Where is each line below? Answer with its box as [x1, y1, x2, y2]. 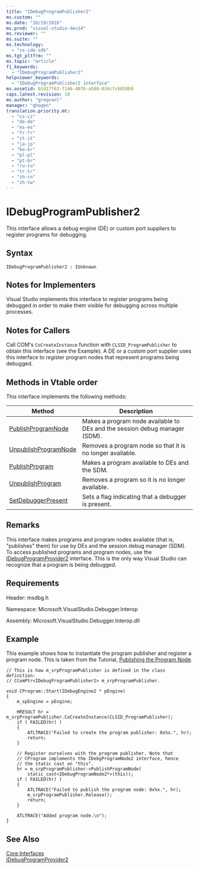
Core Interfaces [6, 850, 44, 857]
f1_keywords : [6, 63, 38, 70]
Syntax [6, 248, 33, 258]
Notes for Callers [6, 325, 70, 336]
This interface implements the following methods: [6, 392, 127, 400]
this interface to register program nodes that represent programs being [6, 354, 179, 361]
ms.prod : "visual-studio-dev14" [6, 25, 86, 31]
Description [119, 407, 153, 415]
